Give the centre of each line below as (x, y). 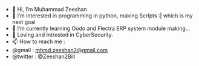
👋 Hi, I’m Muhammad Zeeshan (49, 9)
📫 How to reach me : (38, 41)
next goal (24, 22)
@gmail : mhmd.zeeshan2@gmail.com (60, 50)
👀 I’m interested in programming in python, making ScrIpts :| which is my (102, 16)
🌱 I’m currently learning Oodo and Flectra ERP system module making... (101, 28)
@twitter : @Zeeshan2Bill (44, 56)
